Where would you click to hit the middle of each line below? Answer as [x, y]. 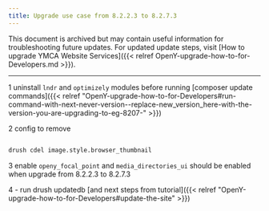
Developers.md [33, 64]
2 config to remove [40, 128]
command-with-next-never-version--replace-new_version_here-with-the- [130, 104]
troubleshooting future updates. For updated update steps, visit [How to [127, 47]
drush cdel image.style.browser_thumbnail [80, 150]
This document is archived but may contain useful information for [116, 39]
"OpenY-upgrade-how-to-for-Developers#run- [159, 95]
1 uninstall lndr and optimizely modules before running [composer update [131, 87]
